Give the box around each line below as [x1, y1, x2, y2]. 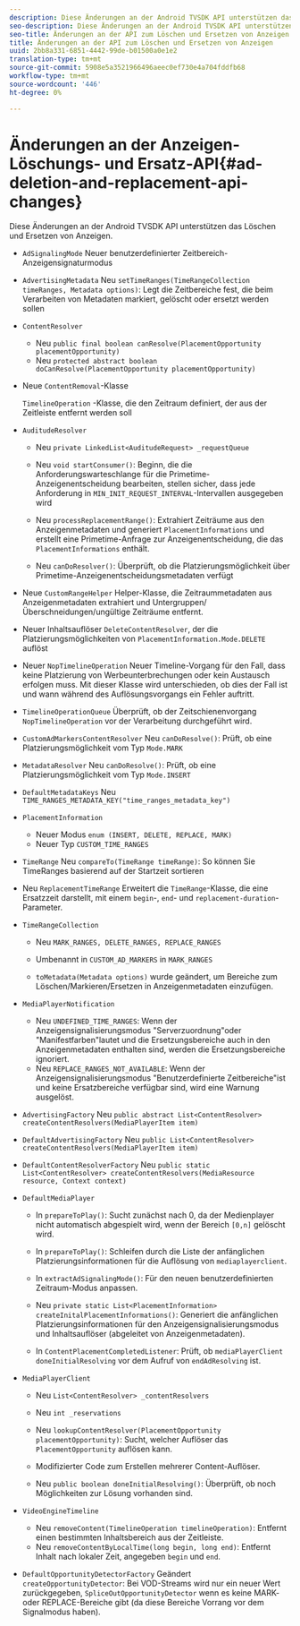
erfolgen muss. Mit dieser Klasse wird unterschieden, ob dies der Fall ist [21, 680, 288, 690]
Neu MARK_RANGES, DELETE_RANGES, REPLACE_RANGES [35, 937, 221, 947]
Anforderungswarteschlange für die [35, 469, 168, 480]
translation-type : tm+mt [9, 55, 102, 64]
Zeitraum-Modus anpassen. [35, 1282, 138, 1294]
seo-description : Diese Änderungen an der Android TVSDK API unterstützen [9, 21, 294, 30]
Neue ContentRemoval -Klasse [21, 381, 129, 391]
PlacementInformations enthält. [35, 543, 150, 554]
